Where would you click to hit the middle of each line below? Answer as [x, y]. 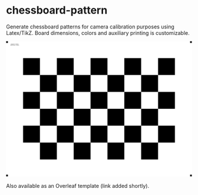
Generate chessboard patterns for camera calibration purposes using [90, 27]
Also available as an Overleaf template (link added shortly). [77, 186]
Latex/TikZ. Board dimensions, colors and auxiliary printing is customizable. [98, 32]
